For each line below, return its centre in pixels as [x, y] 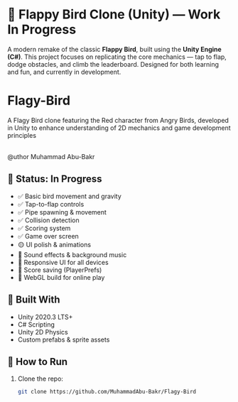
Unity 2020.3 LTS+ [45, 317]
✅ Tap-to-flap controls [51, 204]
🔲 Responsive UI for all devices [63, 262]
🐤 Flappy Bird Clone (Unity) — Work [114, 15]
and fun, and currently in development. [64, 72]
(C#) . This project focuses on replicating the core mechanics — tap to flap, [117, 57]
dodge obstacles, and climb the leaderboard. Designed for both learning [113, 64]
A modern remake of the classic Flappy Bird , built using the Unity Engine [114, 49]
